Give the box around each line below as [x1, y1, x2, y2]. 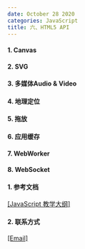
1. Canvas [7, 46, 37, 54]
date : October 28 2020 [7, 10, 75, 18]
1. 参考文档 [7, 183, 39, 191]
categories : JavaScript [7, 17, 79, 24]
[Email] [7, 233, 29, 243]
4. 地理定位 [7, 97, 41, 106]
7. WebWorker [7, 149, 50, 158]
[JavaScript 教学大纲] [7, 200, 71, 208]
